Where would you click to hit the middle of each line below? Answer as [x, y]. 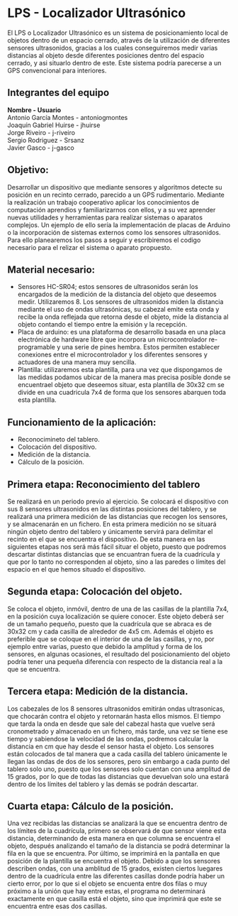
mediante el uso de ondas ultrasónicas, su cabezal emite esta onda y [118, 310]
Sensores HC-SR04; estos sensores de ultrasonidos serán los [108, 287]
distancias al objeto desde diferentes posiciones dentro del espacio [106, 55]
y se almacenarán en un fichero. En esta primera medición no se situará [112, 524]
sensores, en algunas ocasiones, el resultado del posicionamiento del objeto [119, 654]
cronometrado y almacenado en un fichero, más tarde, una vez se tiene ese [118, 731]
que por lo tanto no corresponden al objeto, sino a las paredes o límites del [117, 562]
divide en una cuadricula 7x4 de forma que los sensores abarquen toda [122, 393]
